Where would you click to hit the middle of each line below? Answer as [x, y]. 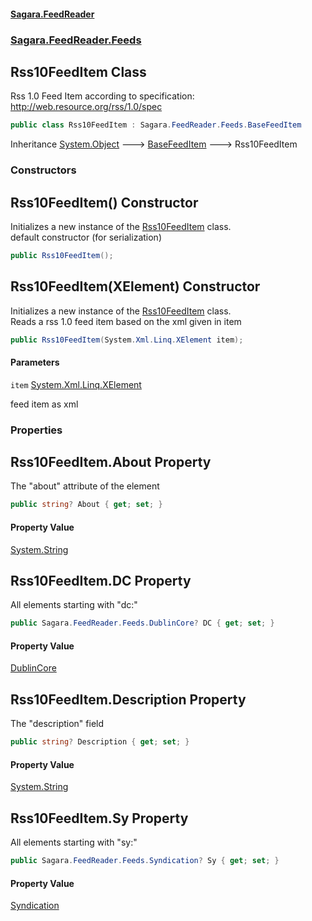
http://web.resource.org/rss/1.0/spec [86, 107]
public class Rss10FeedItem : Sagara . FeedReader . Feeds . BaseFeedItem [156, 125]
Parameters [35, 362]
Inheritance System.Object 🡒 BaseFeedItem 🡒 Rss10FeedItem [154, 144]
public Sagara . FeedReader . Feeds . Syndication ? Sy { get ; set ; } [145, 861]
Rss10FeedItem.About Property [111, 462]
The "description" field [57, 724]
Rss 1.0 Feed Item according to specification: [102, 96]
